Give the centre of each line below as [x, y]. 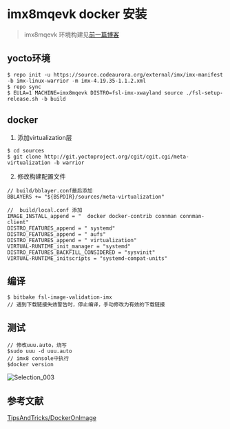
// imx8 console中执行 [38, 359]
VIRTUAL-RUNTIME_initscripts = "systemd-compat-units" [87, 258]
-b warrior [69, 163]
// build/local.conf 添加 [45, 210]
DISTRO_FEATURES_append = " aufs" [57, 234]
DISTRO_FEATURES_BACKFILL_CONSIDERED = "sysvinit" [81, 252]
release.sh [23, 99]
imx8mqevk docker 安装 [77, 14]
